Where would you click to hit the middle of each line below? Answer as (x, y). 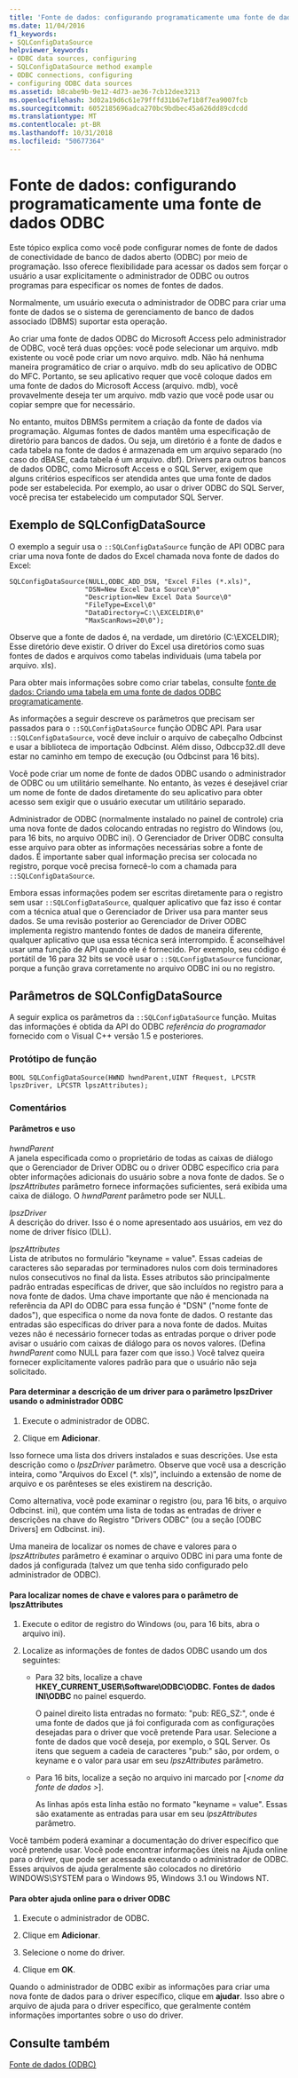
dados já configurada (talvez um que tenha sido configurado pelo (129, 1565)
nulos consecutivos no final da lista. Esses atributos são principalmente (140, 1277)
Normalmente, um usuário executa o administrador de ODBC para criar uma (148, 302)
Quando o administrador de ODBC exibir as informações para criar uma (140, 1987)
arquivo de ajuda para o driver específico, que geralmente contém (130, 2006)
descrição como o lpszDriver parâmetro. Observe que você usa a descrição (148, 1465)
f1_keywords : (33, 34)
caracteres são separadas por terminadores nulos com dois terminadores (143, 1268)
